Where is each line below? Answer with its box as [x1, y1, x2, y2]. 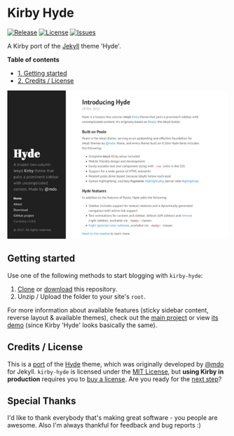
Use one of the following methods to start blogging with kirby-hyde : [7, 271, 203, 279]
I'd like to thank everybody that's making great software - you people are [7, 414, 219, 422]
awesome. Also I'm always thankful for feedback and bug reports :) [7, 421, 202, 430]
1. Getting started [17, 69, 67, 77]
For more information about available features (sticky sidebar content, [7, 305, 209, 314]
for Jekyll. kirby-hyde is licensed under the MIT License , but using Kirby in [7, 367, 224, 376]
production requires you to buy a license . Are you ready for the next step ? [7, 374, 222, 383]
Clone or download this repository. [17, 284, 118, 293]
